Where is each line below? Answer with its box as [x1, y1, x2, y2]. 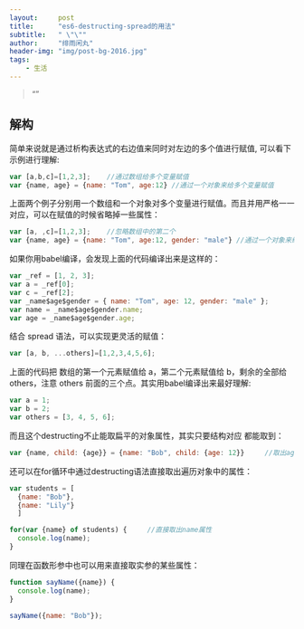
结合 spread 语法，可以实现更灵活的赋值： [9, 331, 167, 342]
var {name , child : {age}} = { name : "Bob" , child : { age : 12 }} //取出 [9, 448, 287, 457]
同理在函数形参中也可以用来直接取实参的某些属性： [9, 559, 200, 570]
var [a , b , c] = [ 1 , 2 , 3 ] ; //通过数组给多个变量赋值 [9, 172, 190, 181]
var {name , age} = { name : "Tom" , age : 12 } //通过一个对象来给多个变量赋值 [9, 180, 274, 190]
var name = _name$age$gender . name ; [9, 305, 144, 314]
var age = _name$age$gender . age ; [9, 313, 136, 322]
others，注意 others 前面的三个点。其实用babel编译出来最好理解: [9, 377, 252, 389]
